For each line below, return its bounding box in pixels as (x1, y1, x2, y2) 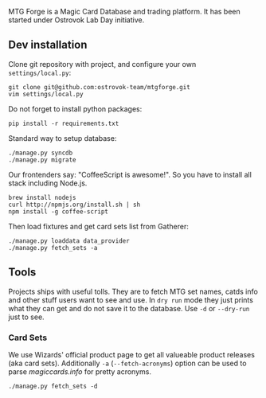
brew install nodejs (8, 193, 77, 201)
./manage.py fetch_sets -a (8, 244, 98, 252)
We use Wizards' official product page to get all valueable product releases (8, 349, 255, 359)
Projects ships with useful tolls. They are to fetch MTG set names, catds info (8, 287, 259, 296)
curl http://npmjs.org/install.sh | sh (8, 201, 141, 209)
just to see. (8, 312, 45, 322)
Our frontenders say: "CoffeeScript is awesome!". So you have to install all (8, 170, 252, 179)
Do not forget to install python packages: (8, 103, 143, 114)
